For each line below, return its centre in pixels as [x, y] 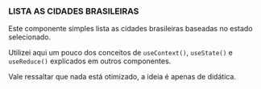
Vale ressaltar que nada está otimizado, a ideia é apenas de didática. [122, 77]
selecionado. [30, 37]
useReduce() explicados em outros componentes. [90, 61]
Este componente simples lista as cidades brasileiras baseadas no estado [130, 29]
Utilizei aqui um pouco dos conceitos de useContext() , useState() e [121, 53]
